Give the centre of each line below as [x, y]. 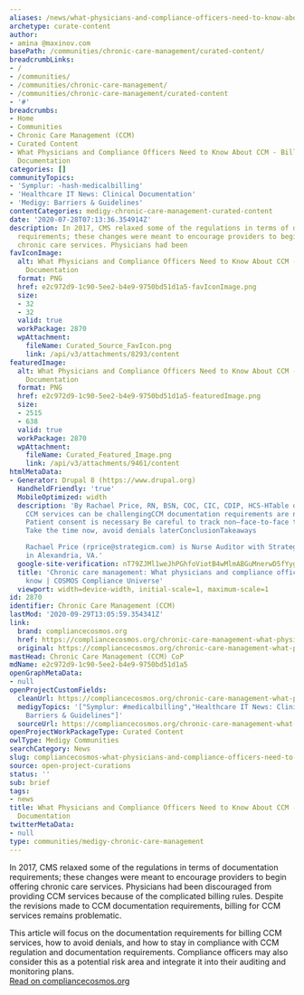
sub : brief [30, 782]
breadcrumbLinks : [42, 60]
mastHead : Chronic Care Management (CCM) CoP [96, 657]
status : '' [30, 774]
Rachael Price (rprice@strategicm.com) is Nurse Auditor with [145, 547]
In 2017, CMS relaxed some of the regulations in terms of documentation [144, 867]
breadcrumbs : [34, 110]
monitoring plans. [42, 971]
